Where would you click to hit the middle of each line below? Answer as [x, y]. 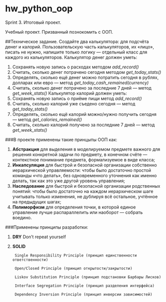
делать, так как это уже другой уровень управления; [69, 181]
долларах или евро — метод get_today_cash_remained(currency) [81, 83]
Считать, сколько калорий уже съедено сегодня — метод [74, 103]
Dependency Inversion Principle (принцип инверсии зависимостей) [83, 294]
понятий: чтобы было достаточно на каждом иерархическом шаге [83, 191]
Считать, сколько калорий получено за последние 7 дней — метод [83, 125]
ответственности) [30, 260]
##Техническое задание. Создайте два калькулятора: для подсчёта [77, 41]
